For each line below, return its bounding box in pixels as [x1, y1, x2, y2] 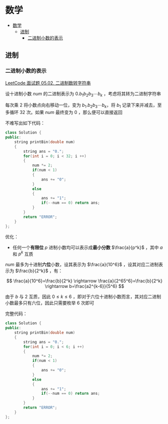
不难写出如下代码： [5, 120, 45, 126]
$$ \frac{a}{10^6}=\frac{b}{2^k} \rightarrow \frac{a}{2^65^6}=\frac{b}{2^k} [6, 278, 163, 284]
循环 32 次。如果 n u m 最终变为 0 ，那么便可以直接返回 [9, 109, 123, 115]
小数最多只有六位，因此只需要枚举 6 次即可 [5, 300, 95, 306]
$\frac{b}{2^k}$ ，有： [15, 268, 63, 274]
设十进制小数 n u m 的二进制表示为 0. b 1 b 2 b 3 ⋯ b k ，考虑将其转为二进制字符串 [5, 90, 161, 98]
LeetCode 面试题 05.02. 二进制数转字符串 [5, 80, 91, 86]
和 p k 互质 [12, 250, 34, 257]
